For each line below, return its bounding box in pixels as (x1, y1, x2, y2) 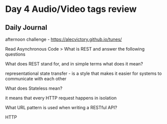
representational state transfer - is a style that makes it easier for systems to (5, 70, 162, 76)
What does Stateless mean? (5, 85, 63, 91)
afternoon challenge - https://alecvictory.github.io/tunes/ (5, 36, 122, 42)
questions (5, 51, 26, 57)
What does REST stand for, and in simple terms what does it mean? (5, 61, 143, 66)
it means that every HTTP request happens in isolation (5, 95, 117, 101)
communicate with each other (5, 76, 67, 81)
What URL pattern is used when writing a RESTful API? (5, 105, 117, 110)
